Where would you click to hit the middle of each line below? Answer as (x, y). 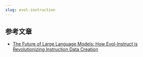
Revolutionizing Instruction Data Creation (55, 49)
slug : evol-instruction (30, 10)
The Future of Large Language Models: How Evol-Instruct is (75, 44)
